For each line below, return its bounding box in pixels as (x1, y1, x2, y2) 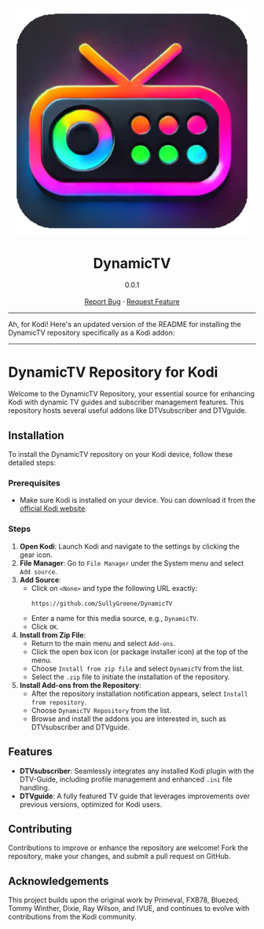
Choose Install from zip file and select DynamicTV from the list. (31, 663, 244, 673)
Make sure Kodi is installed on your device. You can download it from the (19, 496, 256, 505)
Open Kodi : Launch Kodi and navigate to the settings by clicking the (19, 541, 240, 551)
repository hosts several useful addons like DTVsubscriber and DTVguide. (8, 406, 247, 415)
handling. (19, 782, 50, 792)
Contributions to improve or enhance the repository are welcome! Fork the (8, 843, 249, 853)
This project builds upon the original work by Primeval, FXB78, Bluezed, (8, 895, 240, 905)
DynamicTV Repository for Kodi (8, 363, 218, 381)
